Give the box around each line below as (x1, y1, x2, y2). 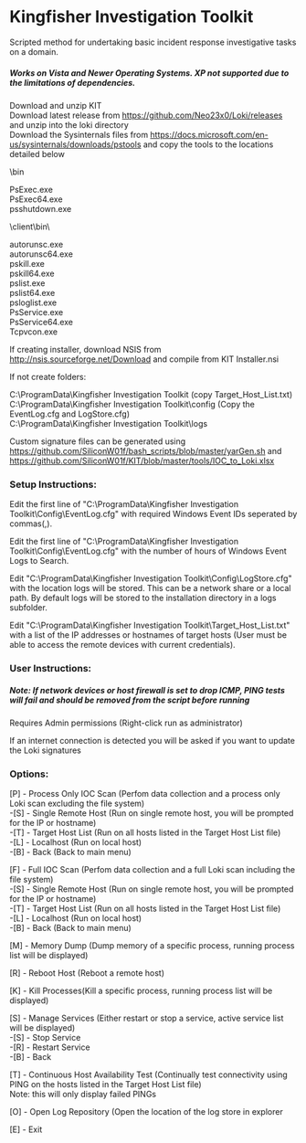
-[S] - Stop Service (9, 1032, 81, 1043)
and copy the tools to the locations (142, 139, 274, 150)
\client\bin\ (9, 221, 50, 232)
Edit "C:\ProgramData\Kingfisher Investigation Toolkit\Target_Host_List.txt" (9, 619, 290, 631)
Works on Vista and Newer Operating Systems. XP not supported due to (9, 67, 290, 79)
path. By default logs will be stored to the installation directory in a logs (9, 592, 277, 604)
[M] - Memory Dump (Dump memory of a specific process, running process (9, 940, 295, 951)
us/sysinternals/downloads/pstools (9, 139, 142, 150)
